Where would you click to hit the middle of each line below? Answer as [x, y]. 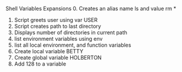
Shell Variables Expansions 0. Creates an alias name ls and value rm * [91, 9]
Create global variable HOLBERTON [58, 58]
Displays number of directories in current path [70, 32]
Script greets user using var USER [56, 20]
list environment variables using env [58, 39]
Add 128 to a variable [40, 64]
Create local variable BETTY [49, 51]
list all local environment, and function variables [73, 45]
